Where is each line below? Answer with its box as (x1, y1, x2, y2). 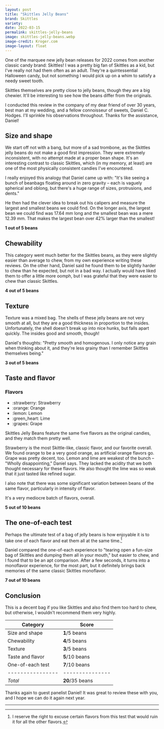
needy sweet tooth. (5, 78, 44, 84)
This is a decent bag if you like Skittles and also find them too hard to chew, (5, 605, 157, 611)
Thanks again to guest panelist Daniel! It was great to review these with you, (5, 690, 159, 696)
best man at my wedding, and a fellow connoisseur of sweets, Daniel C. (5, 107, 149, 113)
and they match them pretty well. (5, 435, 72, 441)
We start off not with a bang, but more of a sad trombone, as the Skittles (5, 145, 150, 151)
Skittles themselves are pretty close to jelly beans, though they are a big (5, 87, 150, 93)
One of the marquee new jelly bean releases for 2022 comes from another (5, 57, 155, 63)
